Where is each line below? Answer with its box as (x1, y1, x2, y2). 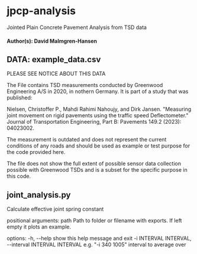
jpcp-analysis (7, 4, 76, 18)
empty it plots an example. (7, 223, 72, 230)
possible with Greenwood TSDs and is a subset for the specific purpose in (7, 166, 188, 173)
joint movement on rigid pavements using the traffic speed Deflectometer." (7, 112, 189, 119)
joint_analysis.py (7, 189, 71, 200)
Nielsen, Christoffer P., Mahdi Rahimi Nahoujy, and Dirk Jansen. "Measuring (7, 105, 192, 113)
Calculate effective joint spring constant (7, 205, 104, 213)
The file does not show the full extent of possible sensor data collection (7, 160, 181, 167)
